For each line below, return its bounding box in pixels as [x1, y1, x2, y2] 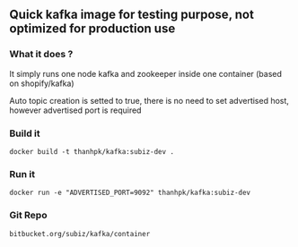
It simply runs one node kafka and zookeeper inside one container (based [9, 68, 283, 79]
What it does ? [9, 48, 74, 61]
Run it [9, 167, 36, 180]
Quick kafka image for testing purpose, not [9, 7, 254, 22]
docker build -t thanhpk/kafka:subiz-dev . [9, 147, 175, 156]
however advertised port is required [9, 105, 142, 115]
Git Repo [9, 209, 48, 222]
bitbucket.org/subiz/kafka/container [9, 229, 151, 238]
